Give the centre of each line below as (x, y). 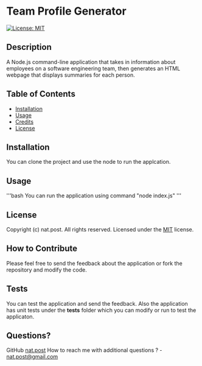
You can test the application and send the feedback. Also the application (97, 303)
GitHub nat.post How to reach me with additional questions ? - (84, 350)
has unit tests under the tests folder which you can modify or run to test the (101, 310)
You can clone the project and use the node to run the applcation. (89, 162)
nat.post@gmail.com (32, 357)
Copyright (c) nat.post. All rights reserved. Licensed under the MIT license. (100, 229)
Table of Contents (41, 94)
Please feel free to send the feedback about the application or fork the (94, 263)
